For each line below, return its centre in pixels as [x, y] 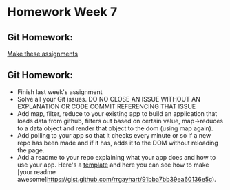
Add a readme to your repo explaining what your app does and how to [116, 157]
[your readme [36, 171]
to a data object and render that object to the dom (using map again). [115, 128]
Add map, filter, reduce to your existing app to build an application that [117, 113]
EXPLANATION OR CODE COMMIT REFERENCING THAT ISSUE [106, 106]
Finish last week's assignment [60, 92]
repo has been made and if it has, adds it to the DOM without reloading [117, 143]
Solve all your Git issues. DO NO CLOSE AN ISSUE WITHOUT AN [109, 99]
